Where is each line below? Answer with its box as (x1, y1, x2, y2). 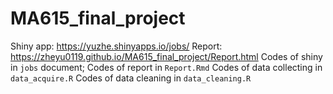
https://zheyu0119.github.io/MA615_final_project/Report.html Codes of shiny (10, 50, 323, 62)
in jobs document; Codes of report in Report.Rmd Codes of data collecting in (10, 61, 323, 73)
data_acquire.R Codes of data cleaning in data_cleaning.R (10, 72, 252, 84)
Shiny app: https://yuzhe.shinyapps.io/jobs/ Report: (10, 40, 223, 52)
